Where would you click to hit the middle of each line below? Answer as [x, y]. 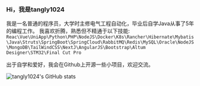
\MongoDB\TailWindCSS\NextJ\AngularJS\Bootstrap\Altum [76, 48]
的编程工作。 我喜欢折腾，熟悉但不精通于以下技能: [68, 31]
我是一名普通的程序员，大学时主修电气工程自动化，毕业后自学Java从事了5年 [100, 24]
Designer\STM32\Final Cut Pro [44, 53]
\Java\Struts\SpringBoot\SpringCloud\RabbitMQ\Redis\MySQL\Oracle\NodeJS [100, 42]
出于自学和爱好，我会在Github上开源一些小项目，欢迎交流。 [80, 64]
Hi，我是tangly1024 [35, 9]
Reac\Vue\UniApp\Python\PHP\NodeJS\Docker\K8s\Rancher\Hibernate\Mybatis [100, 37]
